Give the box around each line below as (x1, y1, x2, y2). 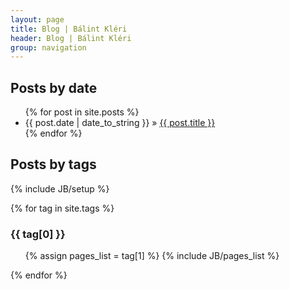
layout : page (10, 14, 65, 25)
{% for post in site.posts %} (24, 106, 140, 118)
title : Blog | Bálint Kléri (10, 24, 128, 34)
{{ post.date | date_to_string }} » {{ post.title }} (24, 117, 216, 129)
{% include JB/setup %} (10, 182, 110, 195)
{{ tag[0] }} (10, 227, 66, 241)
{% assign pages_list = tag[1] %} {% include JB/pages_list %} (24, 250, 280, 262)
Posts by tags (10, 156, 97, 173)
